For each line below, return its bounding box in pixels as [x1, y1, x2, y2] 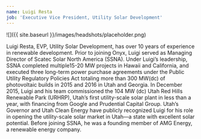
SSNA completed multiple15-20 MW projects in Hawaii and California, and [6, 61, 190, 69]
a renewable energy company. [6, 126, 82, 133]
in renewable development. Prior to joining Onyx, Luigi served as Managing [6, 49, 193, 56]
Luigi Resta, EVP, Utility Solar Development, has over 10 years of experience [6, 43, 195, 50]
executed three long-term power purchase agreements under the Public [6, 68, 185, 75]
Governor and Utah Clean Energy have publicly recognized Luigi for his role [6, 107, 194, 114]
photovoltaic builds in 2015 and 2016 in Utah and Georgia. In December [6, 81, 182, 88]
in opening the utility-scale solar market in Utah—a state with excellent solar [6, 113, 195, 120]
